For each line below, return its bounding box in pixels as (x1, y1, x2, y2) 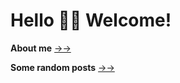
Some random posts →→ (10, 61, 115, 73)
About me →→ (10, 42, 72, 54)
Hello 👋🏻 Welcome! (10, 9, 172, 32)
